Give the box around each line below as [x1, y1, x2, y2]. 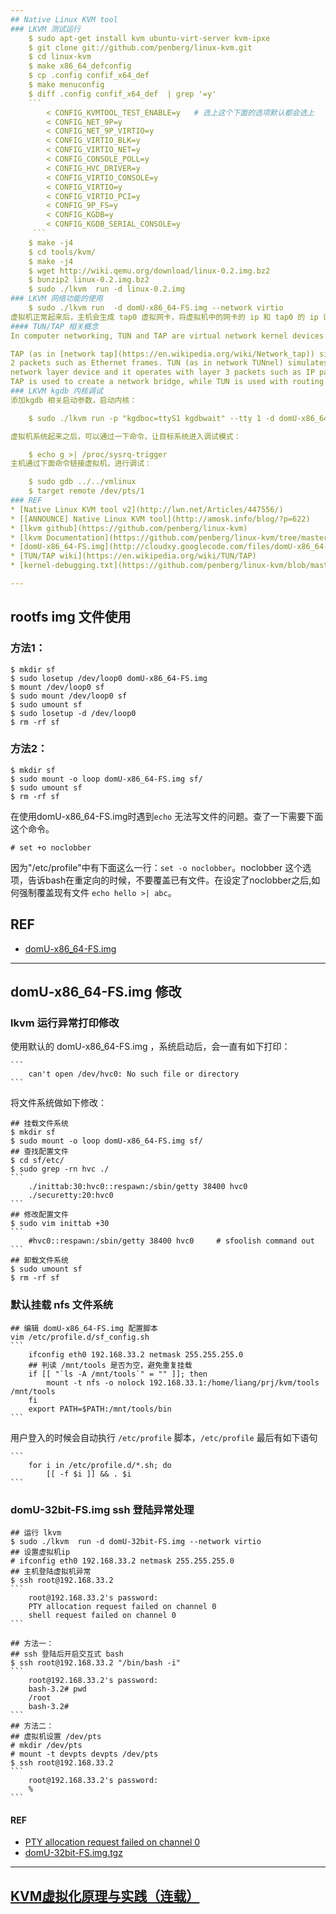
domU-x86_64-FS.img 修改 [10, 984, 182, 1001]
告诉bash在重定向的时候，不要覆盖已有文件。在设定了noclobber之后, [27, 874, 312, 886]
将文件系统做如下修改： [10, 1097, 107, 1109]
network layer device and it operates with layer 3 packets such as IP [10, 367, 315, 378]
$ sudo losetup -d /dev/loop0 [10, 708, 137, 718]
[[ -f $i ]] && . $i [46, 1469, 132, 1479]
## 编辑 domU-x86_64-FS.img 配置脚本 [10, 1323, 158, 1333]
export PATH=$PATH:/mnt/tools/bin [28, 1404, 172, 1414]
